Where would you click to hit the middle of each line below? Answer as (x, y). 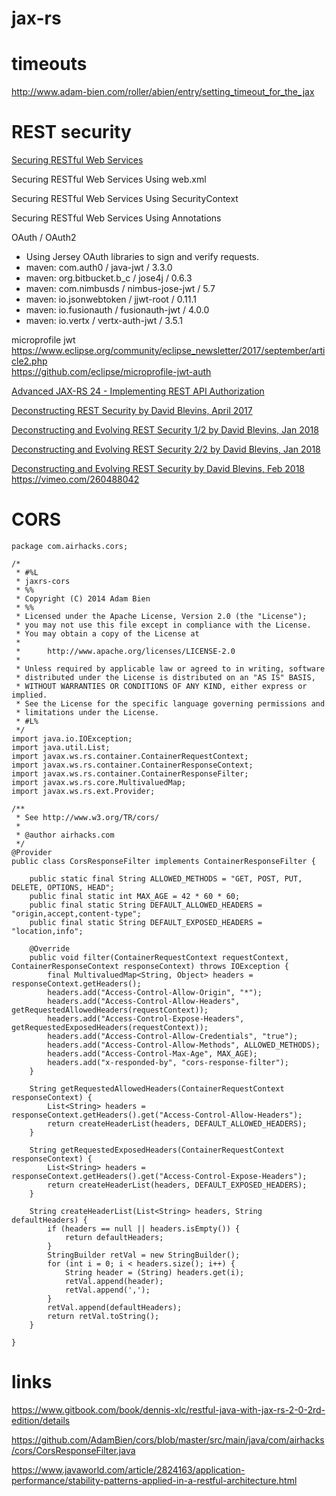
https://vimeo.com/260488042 (75, 479)
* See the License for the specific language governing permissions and (170, 704)
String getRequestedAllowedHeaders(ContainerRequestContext (157, 1089)
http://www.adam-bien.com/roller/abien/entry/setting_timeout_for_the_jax (163, 92)
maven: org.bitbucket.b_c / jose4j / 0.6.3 (109, 278)
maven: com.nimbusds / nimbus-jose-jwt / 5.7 (120, 289)
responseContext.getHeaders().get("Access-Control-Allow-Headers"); (157, 1115)
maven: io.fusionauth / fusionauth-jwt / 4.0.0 (117, 310)
